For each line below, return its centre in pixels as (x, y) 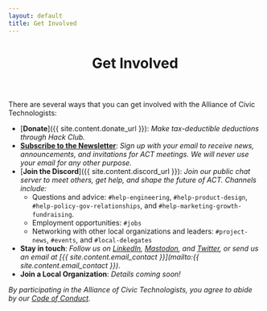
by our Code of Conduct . (49, 298)
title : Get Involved (43, 23)
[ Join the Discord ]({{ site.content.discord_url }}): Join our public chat (135, 171)
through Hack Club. (53, 137)
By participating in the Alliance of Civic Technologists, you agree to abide (131, 289)
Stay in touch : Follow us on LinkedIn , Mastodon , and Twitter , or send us (139, 248)
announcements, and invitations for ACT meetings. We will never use (134, 154)
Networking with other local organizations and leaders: (123, 231)
